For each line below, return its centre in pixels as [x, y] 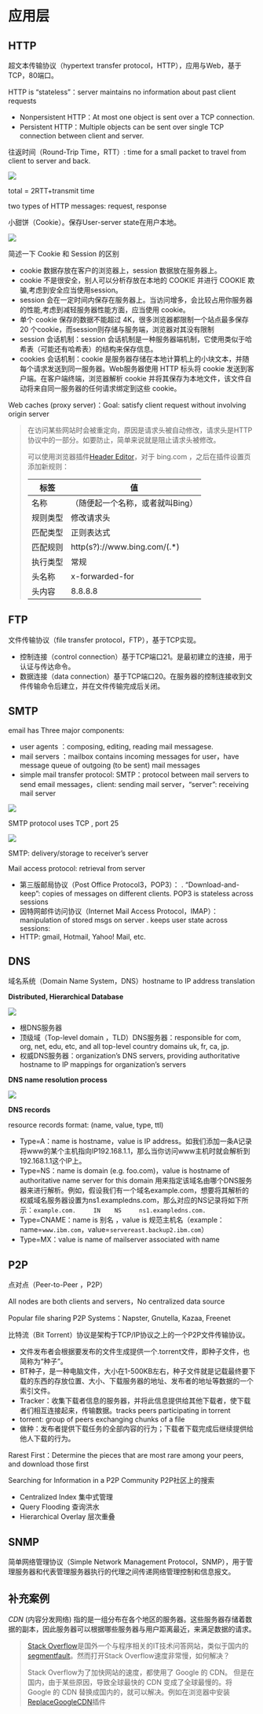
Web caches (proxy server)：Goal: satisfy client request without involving [127, 405]
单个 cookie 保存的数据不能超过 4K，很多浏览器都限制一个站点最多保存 [134, 320]
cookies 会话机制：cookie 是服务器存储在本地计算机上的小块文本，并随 [134, 359]
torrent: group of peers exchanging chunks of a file [102, 1419]
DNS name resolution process [58, 1080]
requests [22, 101]
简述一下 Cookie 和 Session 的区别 [64, 254]
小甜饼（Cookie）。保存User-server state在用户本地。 [94, 222]
